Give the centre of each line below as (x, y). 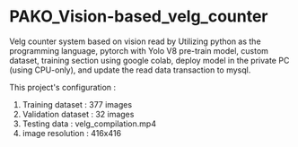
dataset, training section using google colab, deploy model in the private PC (149, 60)
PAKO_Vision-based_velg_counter (139, 17)
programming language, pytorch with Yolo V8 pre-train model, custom (139, 50)
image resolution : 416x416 (72, 133)
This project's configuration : (63, 87)
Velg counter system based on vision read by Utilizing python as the (136, 41)
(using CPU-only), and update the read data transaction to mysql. (130, 70)
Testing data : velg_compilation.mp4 (89, 124)
